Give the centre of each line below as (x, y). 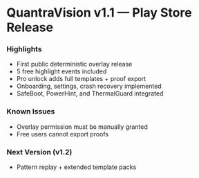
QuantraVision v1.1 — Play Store (99, 13)
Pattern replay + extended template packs (76, 167)
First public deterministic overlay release (74, 64)
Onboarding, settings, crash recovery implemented (89, 86)
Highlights (24, 49)
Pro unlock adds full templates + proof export (81, 79)
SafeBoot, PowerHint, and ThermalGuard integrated (90, 94)
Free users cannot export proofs (62, 134)
